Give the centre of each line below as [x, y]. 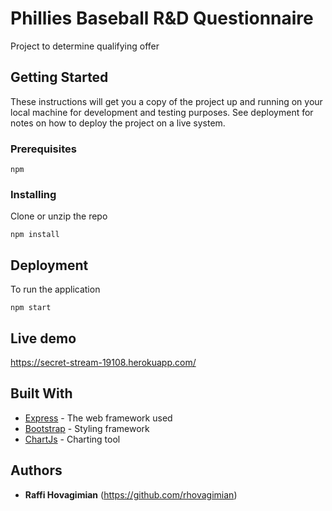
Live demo [43, 338]
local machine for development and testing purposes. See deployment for [162, 112]
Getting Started [59, 77]
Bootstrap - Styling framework [87, 428]
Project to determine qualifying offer [85, 46]
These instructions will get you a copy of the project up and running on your [166, 101]
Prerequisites [43, 149]
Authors [36, 470]
